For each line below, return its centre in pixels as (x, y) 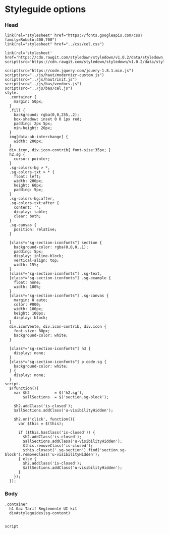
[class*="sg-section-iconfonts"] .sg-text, (55, 274)
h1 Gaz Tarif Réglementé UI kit (43, 509)
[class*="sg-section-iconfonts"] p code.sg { (58, 362)
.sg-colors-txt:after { (34, 203)
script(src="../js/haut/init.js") (41, 80)
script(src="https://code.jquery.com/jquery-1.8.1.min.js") (69, 71)
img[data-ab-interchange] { (39, 137)
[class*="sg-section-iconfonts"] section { (55, 243)
